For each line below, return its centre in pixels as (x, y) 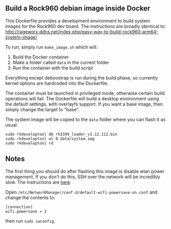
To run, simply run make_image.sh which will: (52, 47)
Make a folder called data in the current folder (61, 62)
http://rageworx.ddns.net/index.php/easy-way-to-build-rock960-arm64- (82, 32)
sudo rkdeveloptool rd (29, 143)
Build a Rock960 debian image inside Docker (78, 8)
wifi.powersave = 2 (26, 211)
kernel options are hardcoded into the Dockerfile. (57, 83)
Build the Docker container (41, 57)
